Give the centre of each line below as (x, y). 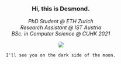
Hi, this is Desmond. (61, 9)
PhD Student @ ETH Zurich (61, 22)
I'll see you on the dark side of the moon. (61, 55)
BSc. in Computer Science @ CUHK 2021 (61, 34)
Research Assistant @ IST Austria (61, 27)
